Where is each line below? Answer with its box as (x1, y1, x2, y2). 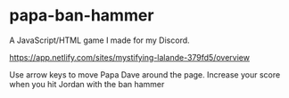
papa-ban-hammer (9, 5, 154, 26)
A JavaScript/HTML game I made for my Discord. (9, 35, 190, 45)
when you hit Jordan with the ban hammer (9, 78, 165, 89)
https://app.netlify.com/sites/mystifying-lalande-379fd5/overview (9, 52, 250, 62)
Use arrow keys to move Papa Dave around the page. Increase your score (9, 69, 281, 80)
